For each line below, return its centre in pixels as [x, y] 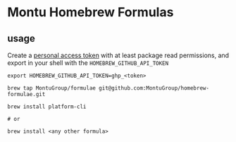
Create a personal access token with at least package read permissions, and [118, 55]
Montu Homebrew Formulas [91, 12]
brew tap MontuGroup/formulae [52, 88]
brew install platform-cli [47, 107]
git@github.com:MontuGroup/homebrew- [154, 88]
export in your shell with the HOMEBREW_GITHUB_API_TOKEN [88, 63]
